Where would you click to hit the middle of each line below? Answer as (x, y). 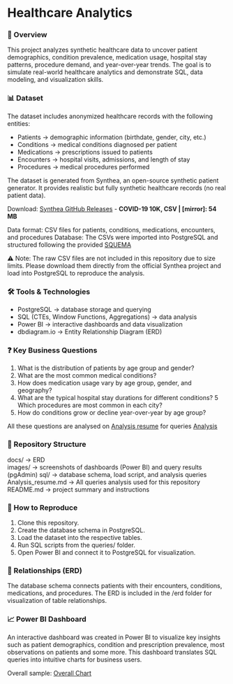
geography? (35, 390)
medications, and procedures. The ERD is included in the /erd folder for (110, 593)
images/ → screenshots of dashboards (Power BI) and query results (105, 467)
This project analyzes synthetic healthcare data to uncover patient (102, 50)
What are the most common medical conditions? (87, 376)
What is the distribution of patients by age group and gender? (106, 368)
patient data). (27, 195)
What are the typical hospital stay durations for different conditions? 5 (118, 398)
